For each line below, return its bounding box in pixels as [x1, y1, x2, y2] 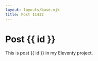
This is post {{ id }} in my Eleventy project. [5, 50, 93, 56]
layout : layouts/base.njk [5, 7, 60, 12]
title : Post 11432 [5, 12, 44, 17]
